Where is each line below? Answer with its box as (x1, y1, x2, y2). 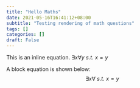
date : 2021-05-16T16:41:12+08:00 (6, 15, 91, 21)
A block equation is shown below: (6, 66, 91, 73)
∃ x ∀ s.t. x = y (85, 75, 120, 82)
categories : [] (6, 32, 45, 38)
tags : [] (6, 25, 29, 32)
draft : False (6, 37, 40, 43)
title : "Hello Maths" (6, 8, 61, 15)
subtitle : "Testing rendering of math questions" (6, 20, 135, 26)
